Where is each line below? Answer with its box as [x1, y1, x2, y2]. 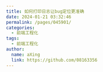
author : [6, 46, 25, 52]
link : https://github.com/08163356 [11, 57, 98, 63]
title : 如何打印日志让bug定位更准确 [6, 8, 84, 15]
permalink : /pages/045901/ [6, 19, 72, 25]
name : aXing [11, 52, 41, 57]
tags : [6, 35, 19, 41]
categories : [6, 24, 35, 31]
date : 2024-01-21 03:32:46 [6, 14, 72, 20]
